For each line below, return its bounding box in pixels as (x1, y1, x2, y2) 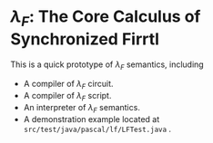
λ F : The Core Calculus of (10, 6, 201, 30)
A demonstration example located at (23, 113, 160, 124)
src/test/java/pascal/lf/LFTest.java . (23, 123, 172, 134)
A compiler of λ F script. (23, 91, 112, 103)
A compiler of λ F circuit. (23, 79, 114, 91)
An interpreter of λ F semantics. (23, 101, 140, 115)
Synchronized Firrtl (10, 29, 160, 49)
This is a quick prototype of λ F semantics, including (10, 59, 204, 71)
